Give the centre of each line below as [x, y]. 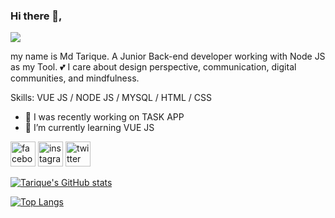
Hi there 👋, [36, 16]
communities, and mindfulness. [75, 78]
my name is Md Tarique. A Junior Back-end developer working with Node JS [168, 56]
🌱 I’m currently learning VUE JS [89, 128]
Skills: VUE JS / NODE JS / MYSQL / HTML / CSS [111, 98]
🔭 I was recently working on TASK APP [104, 117]
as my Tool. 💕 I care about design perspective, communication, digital [153, 67]
